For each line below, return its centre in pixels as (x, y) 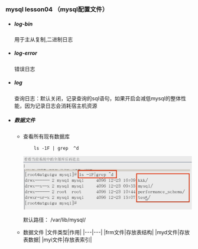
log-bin (23, 24)
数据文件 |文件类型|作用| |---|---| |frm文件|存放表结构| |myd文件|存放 (106, 232)
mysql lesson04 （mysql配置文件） (57, 9)
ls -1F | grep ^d (56, 148)
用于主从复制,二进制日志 (43, 39)
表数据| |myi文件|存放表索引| (57, 240)
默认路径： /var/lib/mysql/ (54, 220)
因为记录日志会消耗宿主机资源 (61, 106)
